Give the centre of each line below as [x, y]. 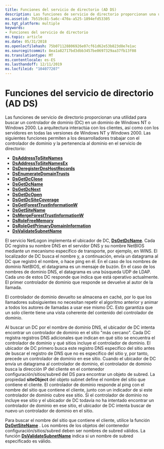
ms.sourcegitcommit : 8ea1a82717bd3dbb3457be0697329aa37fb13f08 [71, 51]
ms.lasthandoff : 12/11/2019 [34, 64]
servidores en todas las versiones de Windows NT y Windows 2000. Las [78, 132]
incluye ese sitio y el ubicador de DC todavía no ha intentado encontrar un [80, 400]
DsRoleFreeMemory [33, 220]
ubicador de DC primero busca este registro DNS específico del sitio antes [80, 348]
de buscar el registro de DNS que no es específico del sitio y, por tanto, [77, 353]
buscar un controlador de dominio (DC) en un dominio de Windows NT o [78, 122]
